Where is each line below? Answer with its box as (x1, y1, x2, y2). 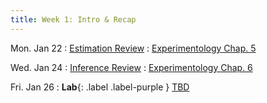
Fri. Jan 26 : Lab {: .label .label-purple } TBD (10, 81, 190, 93)
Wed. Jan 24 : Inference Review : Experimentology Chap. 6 (10, 61, 253, 73)
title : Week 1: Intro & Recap (10, 14, 137, 25)
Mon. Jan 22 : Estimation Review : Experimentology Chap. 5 (10, 42, 257, 54)
